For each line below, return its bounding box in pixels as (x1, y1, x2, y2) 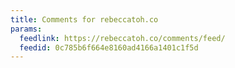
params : (10, 24, 43, 34)
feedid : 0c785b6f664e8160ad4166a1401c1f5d (19, 42, 199, 53)
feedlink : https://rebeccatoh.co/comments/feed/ (19, 33, 226, 43)
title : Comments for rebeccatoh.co (10, 14, 159, 25)
